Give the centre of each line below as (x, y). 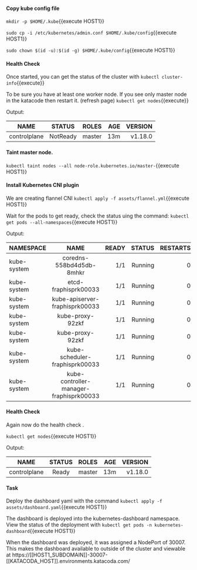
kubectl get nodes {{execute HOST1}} (51, 436)
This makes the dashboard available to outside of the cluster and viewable (96, 549)
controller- (76, 381)
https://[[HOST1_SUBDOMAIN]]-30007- (60, 555)
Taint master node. (30, 152)
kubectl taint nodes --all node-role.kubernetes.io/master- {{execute (93, 165)
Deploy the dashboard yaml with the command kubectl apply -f (84, 501)
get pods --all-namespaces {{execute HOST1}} (62, 222)
